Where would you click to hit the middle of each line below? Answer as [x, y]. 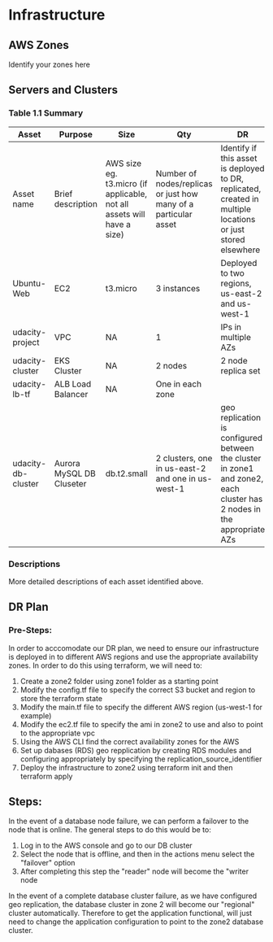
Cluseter [70, 483]
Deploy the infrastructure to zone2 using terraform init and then [126, 767]
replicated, [241, 189]
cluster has [242, 499]
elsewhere [240, 250]
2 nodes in [241, 508]
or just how [177, 194]
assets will [125, 214]
